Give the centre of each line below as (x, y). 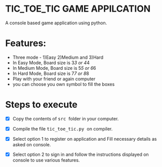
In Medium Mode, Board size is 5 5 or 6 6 (54, 68)
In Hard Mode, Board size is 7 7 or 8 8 (51, 73)
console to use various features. (46, 160)
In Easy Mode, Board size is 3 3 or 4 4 (51, 62)
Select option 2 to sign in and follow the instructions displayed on (81, 154)
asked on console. (32, 144)
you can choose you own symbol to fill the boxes (64, 84)
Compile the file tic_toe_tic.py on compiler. (63, 129)
